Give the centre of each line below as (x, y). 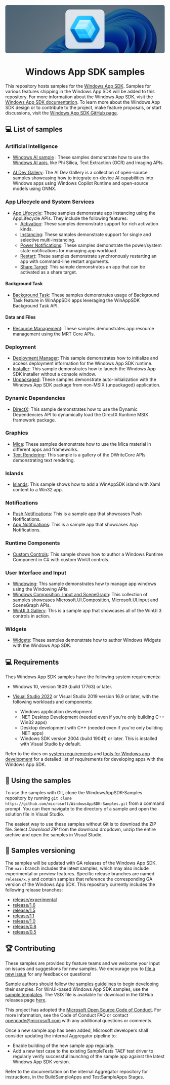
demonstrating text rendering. (44, 460)
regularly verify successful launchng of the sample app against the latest (89, 1056)
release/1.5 (24, 910)
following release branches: (34, 889)
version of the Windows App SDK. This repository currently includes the (80, 884)
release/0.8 (25, 926)
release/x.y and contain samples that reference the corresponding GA (79, 879)
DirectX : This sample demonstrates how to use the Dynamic (75, 409)
